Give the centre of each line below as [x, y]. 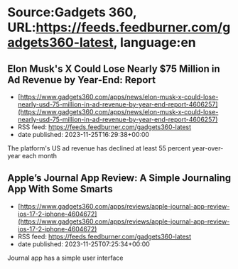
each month [39, 156]
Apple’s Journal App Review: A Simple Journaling [119, 178]
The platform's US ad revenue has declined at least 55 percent [99, 148]
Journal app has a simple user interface [65, 258]
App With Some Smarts [60, 189]
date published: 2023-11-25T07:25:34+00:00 [84, 244]
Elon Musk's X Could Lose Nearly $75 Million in [114, 68]
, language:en [155, 43]
